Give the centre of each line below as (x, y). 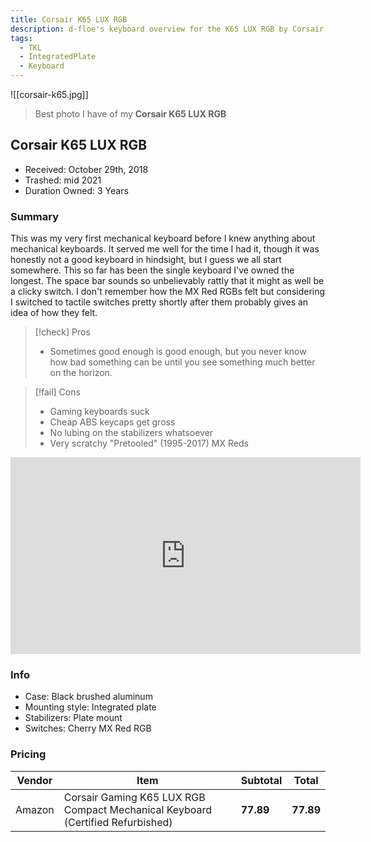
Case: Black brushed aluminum (88, 697)
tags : (21, 38)
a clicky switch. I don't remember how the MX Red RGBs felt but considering (168, 292)
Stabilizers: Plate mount (73, 718)
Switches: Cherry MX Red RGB (88, 728)
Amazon (35, 809)
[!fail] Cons (57, 392)
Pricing (28, 754)
